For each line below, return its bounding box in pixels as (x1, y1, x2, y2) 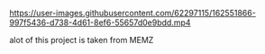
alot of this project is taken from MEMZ (9, 35, 154, 45)
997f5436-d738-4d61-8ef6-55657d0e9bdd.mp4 (9, 17, 191, 28)
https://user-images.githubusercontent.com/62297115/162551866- (9, 8, 257, 18)
